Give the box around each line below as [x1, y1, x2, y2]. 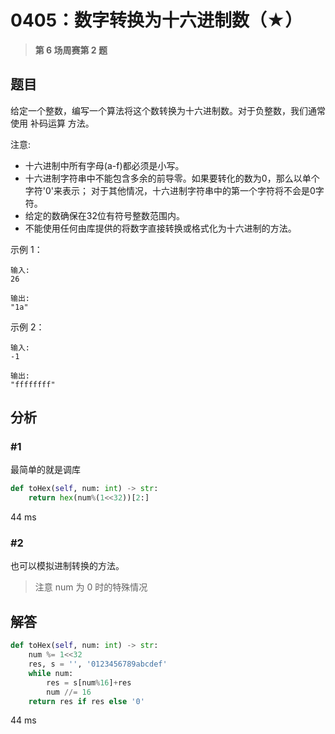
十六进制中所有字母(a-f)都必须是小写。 [24, 159, 185, 171]
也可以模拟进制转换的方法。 [10, 560, 125, 572]
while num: [28, 668, 74, 678]
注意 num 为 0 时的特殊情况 [34, 581, 148, 593]
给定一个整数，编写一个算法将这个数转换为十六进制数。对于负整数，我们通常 [10, 104, 326, 116]
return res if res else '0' [28, 696, 145, 706]
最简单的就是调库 [10, 464, 81, 476]
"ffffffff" [10, 379, 56, 390]
